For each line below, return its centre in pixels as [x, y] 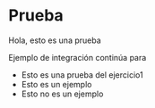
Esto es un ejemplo [56, 84]
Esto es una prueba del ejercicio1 [82, 75]
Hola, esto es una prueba [55, 40]
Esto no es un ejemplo [62, 94]
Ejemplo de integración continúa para [77, 57]
